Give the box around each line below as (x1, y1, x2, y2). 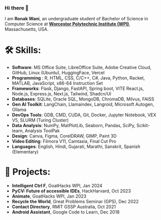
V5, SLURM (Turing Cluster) (11, 117, 69, 123)
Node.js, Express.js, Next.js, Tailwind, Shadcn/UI (11, 91, 111, 97)
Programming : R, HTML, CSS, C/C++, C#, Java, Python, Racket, (11, 75, 145, 81)
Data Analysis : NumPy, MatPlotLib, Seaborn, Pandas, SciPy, (11, 123, 136, 129)
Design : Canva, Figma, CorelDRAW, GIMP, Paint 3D (11, 133, 117, 139)
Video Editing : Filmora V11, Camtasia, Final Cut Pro (11, 139, 116, 145)
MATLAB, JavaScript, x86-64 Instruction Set (11, 80, 103, 86)
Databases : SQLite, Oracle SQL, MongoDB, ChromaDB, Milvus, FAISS (11, 96, 155, 102)
